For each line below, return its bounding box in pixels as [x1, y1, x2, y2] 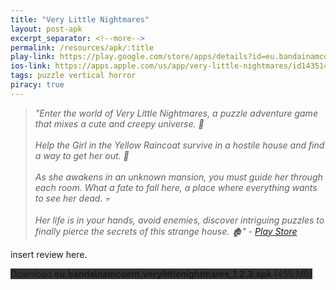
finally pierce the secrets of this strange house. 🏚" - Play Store [34, 225, 298, 237]
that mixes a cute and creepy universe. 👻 [34, 117, 205, 130]
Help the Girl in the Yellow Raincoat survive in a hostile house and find [34, 139, 325, 151]
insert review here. [10, 248, 88, 260]
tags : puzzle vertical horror [10, 71, 137, 81]
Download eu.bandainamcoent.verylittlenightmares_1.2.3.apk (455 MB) [10, 267, 313, 280]
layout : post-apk [10, 24, 83, 34]
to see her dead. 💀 [34, 192, 110, 204]
